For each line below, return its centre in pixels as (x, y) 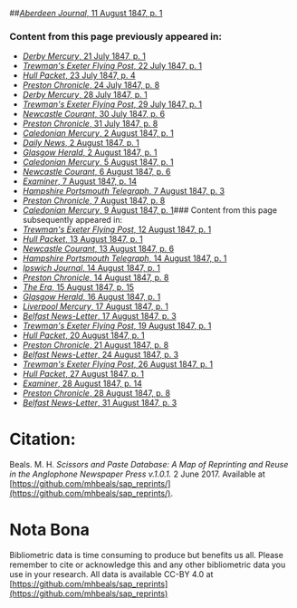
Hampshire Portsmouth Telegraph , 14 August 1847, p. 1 (125, 258)
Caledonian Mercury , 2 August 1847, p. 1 (98, 133)
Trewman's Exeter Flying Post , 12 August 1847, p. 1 (117, 229)
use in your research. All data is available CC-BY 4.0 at (111, 574)
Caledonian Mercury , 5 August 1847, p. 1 (98, 162)
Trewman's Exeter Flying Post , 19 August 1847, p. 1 (117, 326)
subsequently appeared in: (72, 220)
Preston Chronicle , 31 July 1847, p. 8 (90, 124)
